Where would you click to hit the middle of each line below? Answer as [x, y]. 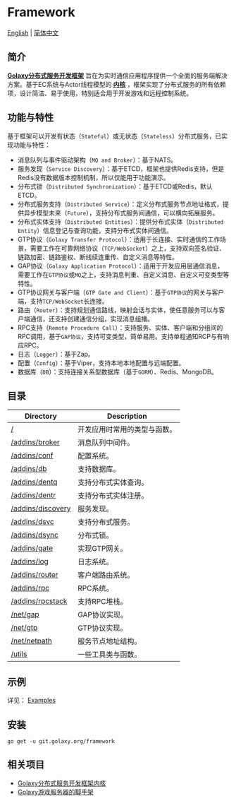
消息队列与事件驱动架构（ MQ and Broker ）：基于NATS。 [97, 160]
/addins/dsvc [32, 522]
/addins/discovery [41, 508]
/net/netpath [32, 641]
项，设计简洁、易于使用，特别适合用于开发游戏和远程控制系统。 [100, 93]
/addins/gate [32, 548]
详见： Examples [32, 701]
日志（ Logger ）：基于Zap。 [56, 354]
